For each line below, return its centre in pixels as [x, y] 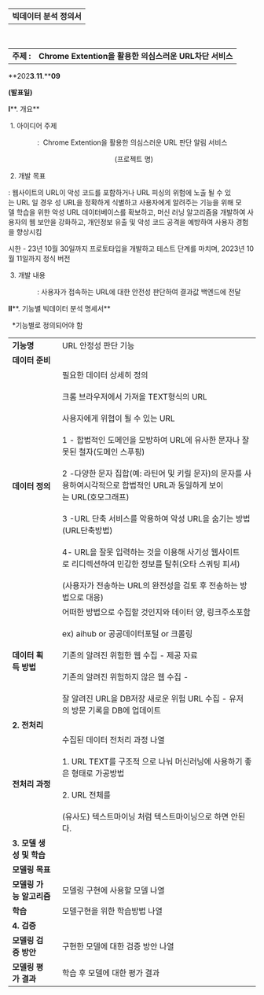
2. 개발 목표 [27, 176]
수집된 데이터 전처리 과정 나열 [113, 740]
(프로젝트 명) [134, 159]
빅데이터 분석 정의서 [47, 16]
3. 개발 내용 [27, 275]
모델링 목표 [31, 870]
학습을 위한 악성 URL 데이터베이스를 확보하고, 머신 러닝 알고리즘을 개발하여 [131, 212]
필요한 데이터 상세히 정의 [105, 375]
